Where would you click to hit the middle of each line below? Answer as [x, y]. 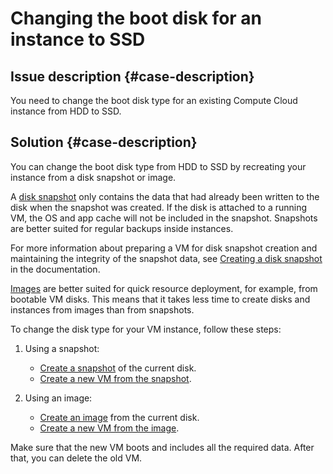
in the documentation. [55, 269]
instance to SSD [78, 39]
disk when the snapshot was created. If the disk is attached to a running [159, 207]
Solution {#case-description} [104, 142]
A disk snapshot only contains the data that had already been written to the [165, 196]
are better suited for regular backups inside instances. [122, 228]
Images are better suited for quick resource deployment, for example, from [164, 288]
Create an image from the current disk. [119, 417]
